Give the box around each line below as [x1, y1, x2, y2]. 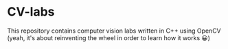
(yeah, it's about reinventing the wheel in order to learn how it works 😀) [7, 33, 211, 42]
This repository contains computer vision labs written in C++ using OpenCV [7, 27, 221, 35]
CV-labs [7, 4, 55, 20]
